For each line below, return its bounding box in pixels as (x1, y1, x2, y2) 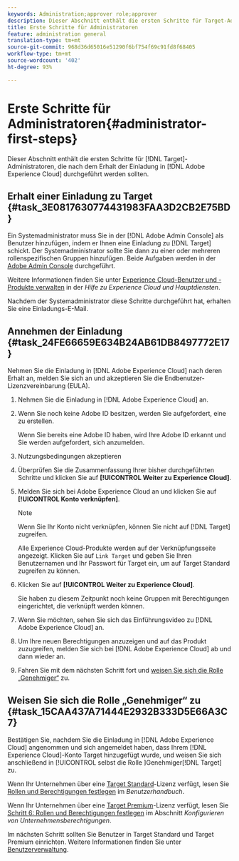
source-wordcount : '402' (7, 57, 81, 64)
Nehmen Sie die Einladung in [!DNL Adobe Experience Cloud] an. (17, 395, 208, 404)
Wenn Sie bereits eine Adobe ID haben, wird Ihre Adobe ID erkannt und (17, 431, 226, 439)
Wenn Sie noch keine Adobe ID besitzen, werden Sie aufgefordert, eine (17, 409, 226, 418)
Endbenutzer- (164, 374, 205, 382)
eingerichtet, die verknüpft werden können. (17, 602, 145, 611)
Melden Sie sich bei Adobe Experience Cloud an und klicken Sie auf (17, 487, 217, 496)
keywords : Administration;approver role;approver (7, 10, 158, 18)
